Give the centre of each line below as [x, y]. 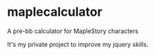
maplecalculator [55, 12]
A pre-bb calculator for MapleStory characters [73, 31]
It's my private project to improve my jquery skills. [78, 44]
